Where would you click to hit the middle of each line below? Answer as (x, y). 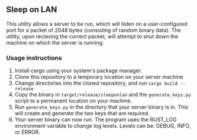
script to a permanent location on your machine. (73, 101)
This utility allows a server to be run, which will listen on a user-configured (97, 24)
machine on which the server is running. (55, 42)
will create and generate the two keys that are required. (82, 114)
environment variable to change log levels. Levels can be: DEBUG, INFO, (103, 126)
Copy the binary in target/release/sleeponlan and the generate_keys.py (103, 95)
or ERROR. (27, 132)
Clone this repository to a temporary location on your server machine (99, 77)
